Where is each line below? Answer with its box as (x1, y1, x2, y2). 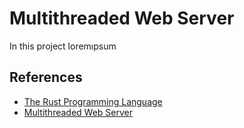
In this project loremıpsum (9, 40, 117, 52)
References (9, 69, 83, 86)
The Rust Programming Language (23, 95, 163, 107)
